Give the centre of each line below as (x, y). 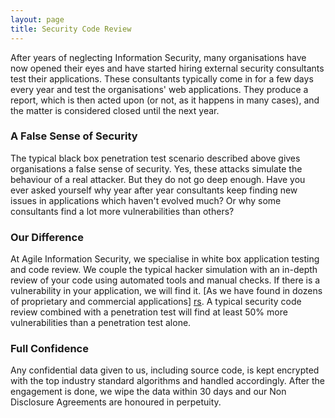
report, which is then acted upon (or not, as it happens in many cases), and (165, 100)
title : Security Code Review (71, 29)
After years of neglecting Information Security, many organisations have (158, 57)
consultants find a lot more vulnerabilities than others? (122, 211)
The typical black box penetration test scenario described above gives (155, 158)
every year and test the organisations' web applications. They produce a (159, 89)
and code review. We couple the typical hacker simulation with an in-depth (164, 270)
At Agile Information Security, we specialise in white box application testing (165, 259)
